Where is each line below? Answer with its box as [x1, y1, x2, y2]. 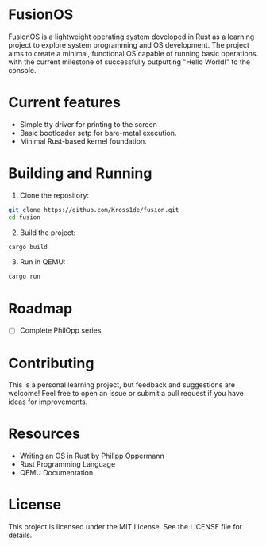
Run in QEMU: [19, 257, 66, 267]
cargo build [8, 243, 48, 251]
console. [8, 65, 37, 75]
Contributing [8, 354, 94, 372]
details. [8, 530, 33, 540]
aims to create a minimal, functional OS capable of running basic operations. [8, 48, 259, 58]
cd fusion [8, 213, 41, 221]
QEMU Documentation [19, 468, 94, 478]
